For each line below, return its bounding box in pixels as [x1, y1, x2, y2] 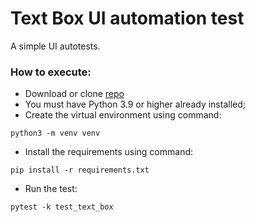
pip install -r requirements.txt [10, 165, 150, 176]
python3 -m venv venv [10, 128, 101, 139]
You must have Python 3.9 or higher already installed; [24, 98, 246, 111]
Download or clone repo [24, 88, 125, 100]
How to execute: [10, 65, 92, 79]
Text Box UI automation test [10, 7, 245, 30]
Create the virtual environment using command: [24, 109, 222, 121]
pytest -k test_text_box [10, 202, 114, 212]
